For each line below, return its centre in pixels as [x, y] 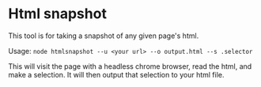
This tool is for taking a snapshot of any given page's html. [104, 36]
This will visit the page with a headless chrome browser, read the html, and [130, 66]
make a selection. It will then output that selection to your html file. [116, 74]
